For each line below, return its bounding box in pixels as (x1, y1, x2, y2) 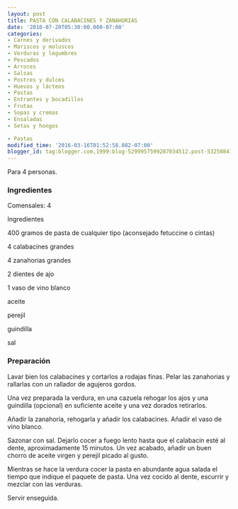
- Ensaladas (7, 115, 42, 122)
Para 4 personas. (7, 168, 58, 176)
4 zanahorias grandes (7, 256, 72, 265)
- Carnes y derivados (7, 37, 72, 44)
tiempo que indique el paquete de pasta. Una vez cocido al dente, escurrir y (7, 472, 229, 481)
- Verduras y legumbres (7, 50, 78, 57)
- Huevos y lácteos (7, 83, 65, 90)
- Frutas (7, 103, 33, 110)
